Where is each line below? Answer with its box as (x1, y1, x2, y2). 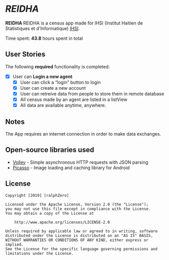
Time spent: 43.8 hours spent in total (5, 35, 83, 41)
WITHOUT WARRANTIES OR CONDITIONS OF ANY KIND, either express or (5, 238, 149, 243)
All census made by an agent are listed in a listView (20, 96, 128, 102)
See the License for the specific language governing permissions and (5, 246, 158, 251)
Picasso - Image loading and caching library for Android (12, 164, 130, 171)
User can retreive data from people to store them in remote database (20, 90, 164, 97)
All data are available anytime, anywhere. (20, 102, 107, 109)
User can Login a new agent (12, 73, 73, 80)
